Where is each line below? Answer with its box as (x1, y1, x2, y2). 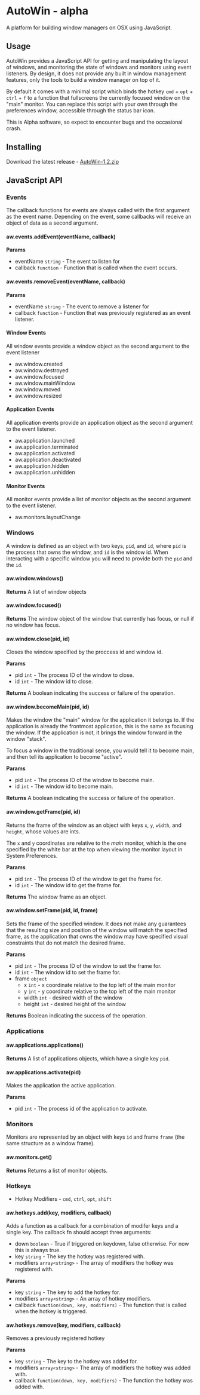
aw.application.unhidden (14, 469, 76, 476)
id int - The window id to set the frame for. (14, 968, 121, 976)
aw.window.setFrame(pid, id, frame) (6, 907, 99, 914)
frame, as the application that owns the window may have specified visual (6, 933, 188, 940)
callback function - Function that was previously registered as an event (14, 309, 191, 316)
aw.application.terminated (14, 443, 79, 450)
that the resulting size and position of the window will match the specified (6, 926, 187, 933)
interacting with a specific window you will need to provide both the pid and (6, 554, 193, 562)
